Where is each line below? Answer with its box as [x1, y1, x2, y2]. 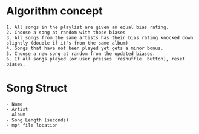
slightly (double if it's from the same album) [6, 40, 129, 46]
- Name [6, 101, 23, 107]
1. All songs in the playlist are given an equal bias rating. [6, 24, 169, 30]
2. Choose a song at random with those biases [6, 29, 126, 36]
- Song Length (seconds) [6, 116, 69, 123]
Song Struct [6, 81, 68, 95]
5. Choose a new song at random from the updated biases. [6, 50, 155, 57]
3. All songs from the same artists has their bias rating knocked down [6, 34, 194, 40]
